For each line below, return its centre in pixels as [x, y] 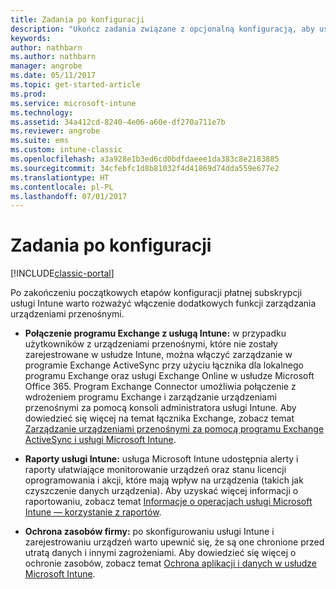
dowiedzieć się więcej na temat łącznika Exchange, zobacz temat [159, 418]
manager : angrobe [46, 66]
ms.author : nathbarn [53, 57]
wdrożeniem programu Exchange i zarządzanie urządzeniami [150, 397]
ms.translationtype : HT [60, 177]
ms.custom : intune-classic [66, 150]
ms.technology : [42, 112]
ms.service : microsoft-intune [73, 103]
